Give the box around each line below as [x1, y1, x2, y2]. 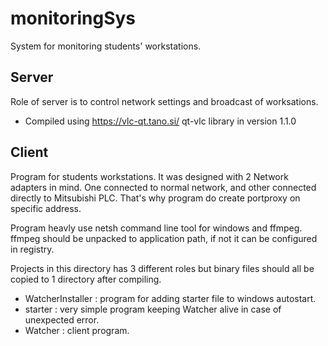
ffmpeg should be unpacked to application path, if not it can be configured [10, 232, 318, 244]
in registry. [10, 243, 55, 255]
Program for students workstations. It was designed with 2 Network [10, 170, 289, 182]
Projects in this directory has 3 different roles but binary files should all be [10, 262, 315, 274]
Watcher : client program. [24, 324, 130, 336]
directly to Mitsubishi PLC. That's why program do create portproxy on [10, 192, 301, 204]
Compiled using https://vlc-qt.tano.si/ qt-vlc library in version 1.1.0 [24, 115, 297, 127]
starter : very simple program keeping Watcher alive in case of [24, 303, 282, 315]
